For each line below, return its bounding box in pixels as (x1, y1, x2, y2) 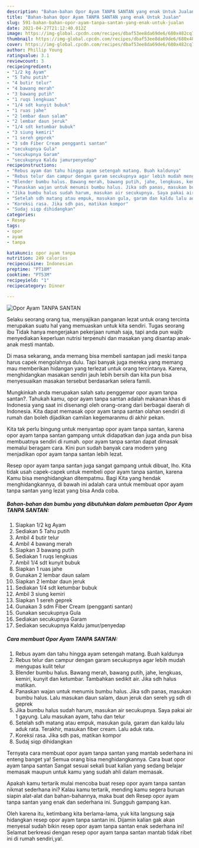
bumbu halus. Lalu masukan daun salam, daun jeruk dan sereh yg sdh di (15, 694, 191, 702)
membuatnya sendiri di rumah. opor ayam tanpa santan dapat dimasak (6, 438, 179, 445)
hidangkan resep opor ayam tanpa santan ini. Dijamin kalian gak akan (6, 816, 175, 824)
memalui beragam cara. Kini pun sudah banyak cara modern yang (6, 444, 167, 451)
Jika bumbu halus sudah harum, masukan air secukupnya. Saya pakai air (15, 707, 193, 714)
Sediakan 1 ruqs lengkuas (15, 553, 78, 560)
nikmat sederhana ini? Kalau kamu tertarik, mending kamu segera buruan (6, 786, 185, 793)
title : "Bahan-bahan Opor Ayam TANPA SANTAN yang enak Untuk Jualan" (6, 14, 182, 20)
